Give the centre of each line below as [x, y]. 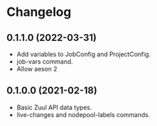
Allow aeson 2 [37, 69]
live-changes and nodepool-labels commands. [83, 114]
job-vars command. [45, 62]
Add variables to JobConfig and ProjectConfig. [83, 54]
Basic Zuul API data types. [54, 107]
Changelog [39, 12]
